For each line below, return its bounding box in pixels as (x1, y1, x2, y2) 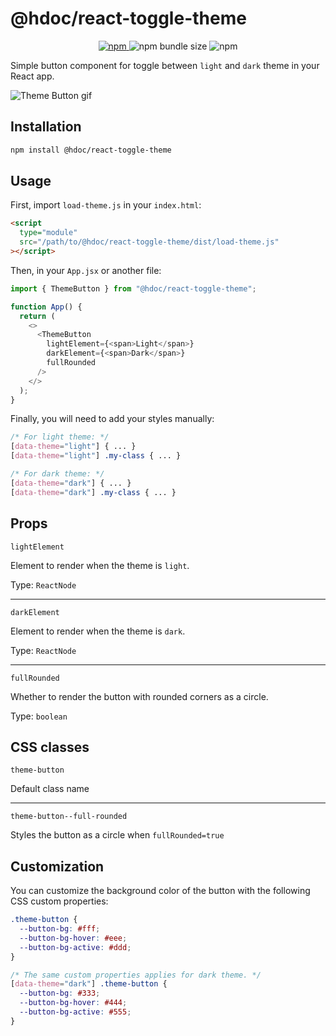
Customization (10, 858, 105, 875)
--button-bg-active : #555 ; (19, 1007, 132, 1017)
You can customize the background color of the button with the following (10, 885, 311, 897)
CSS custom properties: (10, 895, 109, 907)
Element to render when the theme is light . (10, 559, 190, 571)
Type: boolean (10, 710, 68, 722)
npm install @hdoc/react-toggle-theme (10, 145, 172, 155)
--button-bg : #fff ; (19, 924, 101, 934)
